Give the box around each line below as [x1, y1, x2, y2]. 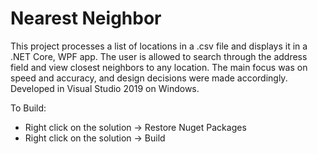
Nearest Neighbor [10, 7, 162, 30]
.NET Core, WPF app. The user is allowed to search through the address [10, 50, 308, 62]
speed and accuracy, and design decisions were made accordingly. [10, 72, 288, 84]
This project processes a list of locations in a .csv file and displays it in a [10, 40, 308, 52]
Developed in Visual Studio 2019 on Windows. [10, 82, 200, 94]
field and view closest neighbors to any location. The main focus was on [10, 61, 308, 73]
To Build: [10, 102, 47, 114]
